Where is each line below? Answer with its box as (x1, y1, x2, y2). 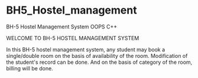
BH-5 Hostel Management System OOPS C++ (6, 23, 118, 30)
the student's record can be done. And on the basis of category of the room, (6, 58, 193, 66)
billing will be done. (6, 64, 53, 71)
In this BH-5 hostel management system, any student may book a (6, 45, 165, 53)
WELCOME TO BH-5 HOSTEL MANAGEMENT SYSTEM (6, 34, 139, 41)
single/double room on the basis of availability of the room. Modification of (6, 52, 188, 59)
